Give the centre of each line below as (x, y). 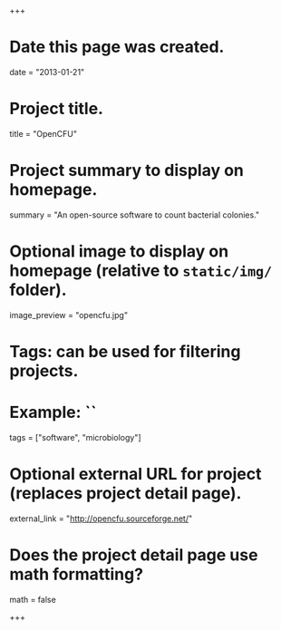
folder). (38, 290)
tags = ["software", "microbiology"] (76, 437)
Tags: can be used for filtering (125, 351)
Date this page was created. (117, 47)
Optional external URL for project (136, 475)
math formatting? (76, 574)
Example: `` (53, 412)
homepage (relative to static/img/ (141, 271)
